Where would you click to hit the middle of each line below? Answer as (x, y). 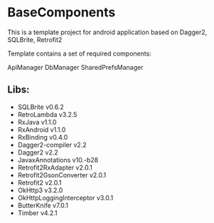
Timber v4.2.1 (37, 213)
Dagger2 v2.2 (38, 152)
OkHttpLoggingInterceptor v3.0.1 (65, 197)
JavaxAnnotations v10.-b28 (58, 160)
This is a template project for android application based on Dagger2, (107, 32)
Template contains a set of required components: (79, 53)
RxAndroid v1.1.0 (42, 130)
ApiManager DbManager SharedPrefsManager (75, 67)
